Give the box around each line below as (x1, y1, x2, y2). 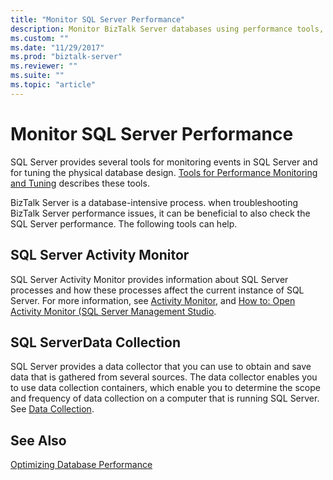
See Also (10, 432, 67, 449)
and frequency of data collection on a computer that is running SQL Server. (10, 392, 320, 405)
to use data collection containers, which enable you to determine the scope (10, 382, 321, 394)
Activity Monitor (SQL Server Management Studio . (10, 305, 217, 317)
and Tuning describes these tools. (10, 177, 150, 189)
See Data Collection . (10, 403, 95, 415)
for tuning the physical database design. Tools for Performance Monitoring (10, 166, 318, 178)
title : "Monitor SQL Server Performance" (10, 14, 186, 25)
